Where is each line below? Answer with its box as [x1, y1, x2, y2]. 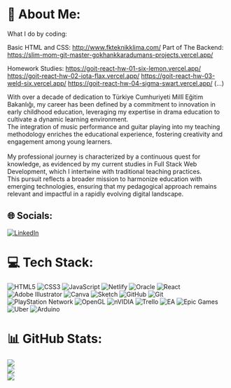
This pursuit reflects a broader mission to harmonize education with [7, 175, 203, 183]
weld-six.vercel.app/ [7, 79, 66, 87]
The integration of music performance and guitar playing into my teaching [7, 122, 220, 131]
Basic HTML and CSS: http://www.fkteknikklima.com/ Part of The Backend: [7, 43, 224, 51]
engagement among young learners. [7, 137, 113, 146]
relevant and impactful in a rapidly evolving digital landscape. [7, 189, 184, 198]
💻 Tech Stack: [7, 254, 94, 270]
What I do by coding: [7, 29, 68, 38]
